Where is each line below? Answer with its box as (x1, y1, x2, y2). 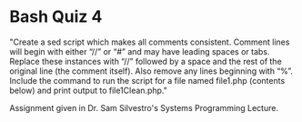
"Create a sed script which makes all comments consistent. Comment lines (9, 36, 290, 47)
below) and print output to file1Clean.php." (9, 85, 168, 96)
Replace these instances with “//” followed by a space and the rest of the (9, 56, 282, 66)
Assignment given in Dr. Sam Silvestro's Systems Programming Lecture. (9, 102, 279, 113)
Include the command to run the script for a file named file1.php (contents (9, 75, 286, 86)
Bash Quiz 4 (9, 6, 103, 27)
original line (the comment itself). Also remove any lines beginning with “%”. (9, 66, 293, 76)
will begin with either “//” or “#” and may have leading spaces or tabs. (9, 46, 270, 56)
